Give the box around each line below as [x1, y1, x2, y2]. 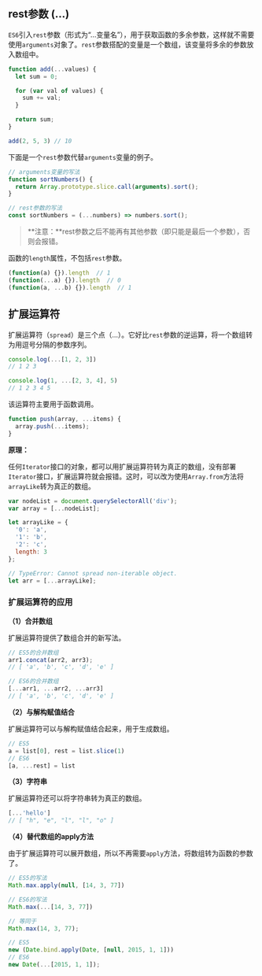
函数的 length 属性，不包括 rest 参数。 [8, 253, 127, 263]
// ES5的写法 [8, 874, 47, 882]
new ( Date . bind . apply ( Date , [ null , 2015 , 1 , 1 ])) [8, 946, 175, 954]
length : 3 [15, 548, 47, 556]
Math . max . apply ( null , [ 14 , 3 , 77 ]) [8, 882, 125, 889]
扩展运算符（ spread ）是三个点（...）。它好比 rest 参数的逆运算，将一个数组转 [8, 330, 253, 339]
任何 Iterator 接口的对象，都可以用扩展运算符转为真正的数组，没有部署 [8, 461, 237, 471]
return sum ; [15, 116, 55, 124]
